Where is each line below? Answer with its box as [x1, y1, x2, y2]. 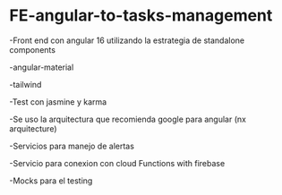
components [9, 44, 56, 55]
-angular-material [9, 62, 74, 72]
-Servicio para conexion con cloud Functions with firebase [9, 157, 226, 168]
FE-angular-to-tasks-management [9, 5, 273, 26]
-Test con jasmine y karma [9, 96, 107, 107]
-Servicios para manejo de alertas [9, 140, 134, 151]
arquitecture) [9, 123, 57, 134]
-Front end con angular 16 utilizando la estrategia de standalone [9, 35, 244, 46]
